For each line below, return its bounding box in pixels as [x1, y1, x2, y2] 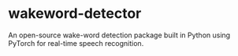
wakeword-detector [8, 5, 142, 23]
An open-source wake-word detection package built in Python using [8, 30, 231, 40]
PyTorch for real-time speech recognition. [8, 38, 144, 47]
